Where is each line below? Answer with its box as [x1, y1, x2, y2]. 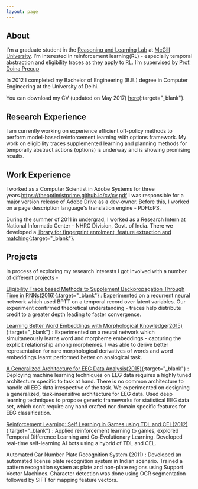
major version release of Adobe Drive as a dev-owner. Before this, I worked [6, 198, 189, 205]
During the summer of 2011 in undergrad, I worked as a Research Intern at [6, 216, 186, 223]
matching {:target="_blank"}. [6, 235, 75, 242]
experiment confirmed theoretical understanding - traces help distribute [6, 304, 181, 311]
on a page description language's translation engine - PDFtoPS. [6, 204, 161, 212]
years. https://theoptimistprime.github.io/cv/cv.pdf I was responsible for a [6, 192, 184, 199]
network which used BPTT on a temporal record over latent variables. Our [6, 298, 186, 305]
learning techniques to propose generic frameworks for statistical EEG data [6, 397, 190, 404]
